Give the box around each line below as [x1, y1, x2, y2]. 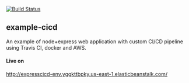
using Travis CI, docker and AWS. [6, 44, 86, 51]
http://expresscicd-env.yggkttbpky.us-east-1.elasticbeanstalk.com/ [6, 71, 168, 78]
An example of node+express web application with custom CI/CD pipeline [6, 38, 184, 45]
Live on [6, 57, 24, 64]
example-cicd [6, 22, 58, 32]
